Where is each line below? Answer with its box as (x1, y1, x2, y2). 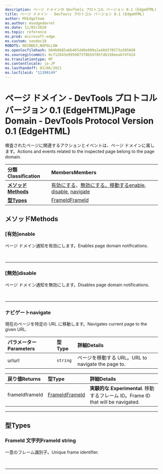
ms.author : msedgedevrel (5, 20, 55, 26)
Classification (7, 173, 40, 180)
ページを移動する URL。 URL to (77, 355, 147, 361)
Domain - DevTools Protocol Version (5, 115, 154, 127)
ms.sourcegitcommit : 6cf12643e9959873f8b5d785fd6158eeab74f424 (5, 52, 136, 57)
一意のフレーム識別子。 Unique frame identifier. (5, 449, 99, 455)
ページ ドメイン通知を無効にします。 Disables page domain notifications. (5, 282, 149, 288)
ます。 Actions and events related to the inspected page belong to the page (5, 148, 155, 154)
